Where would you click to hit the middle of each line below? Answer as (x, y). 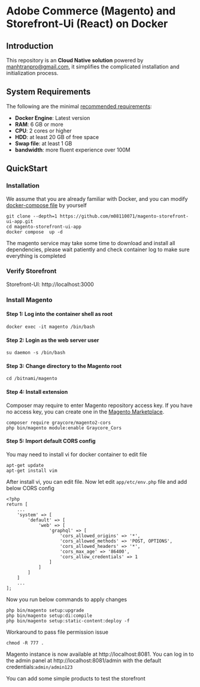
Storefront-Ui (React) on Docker (87, 24)
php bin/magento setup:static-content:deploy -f (68, 621)
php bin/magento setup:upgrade (45, 610)
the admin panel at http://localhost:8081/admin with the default (84, 660)
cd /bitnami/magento (32, 379)
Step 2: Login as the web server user (53, 340)
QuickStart (27, 169)
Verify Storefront (31, 271)
